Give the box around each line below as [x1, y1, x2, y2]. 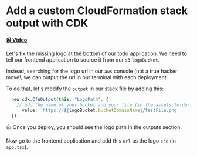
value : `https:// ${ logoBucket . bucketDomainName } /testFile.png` [21, 107, 180, 113]
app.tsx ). [6, 144, 28, 151]
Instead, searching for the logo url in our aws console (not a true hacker [6, 67, 178, 74]
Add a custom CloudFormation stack [6, 4, 188, 18]
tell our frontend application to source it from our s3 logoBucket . [6, 56, 160, 63]
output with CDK [6, 16, 89, 30]
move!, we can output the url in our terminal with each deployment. [6, 73, 168, 80]
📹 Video [6, 36, 28, 43]
